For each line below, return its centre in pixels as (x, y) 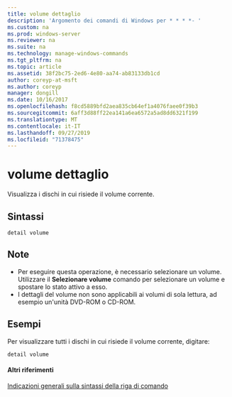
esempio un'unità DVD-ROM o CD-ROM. (77, 302)
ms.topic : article (34, 67)
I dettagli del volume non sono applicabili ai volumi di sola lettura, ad (117, 294)
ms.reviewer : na (31, 40)
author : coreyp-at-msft (43, 80)
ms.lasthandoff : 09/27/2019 (49, 133)
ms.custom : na (28, 27)
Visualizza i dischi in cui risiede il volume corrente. (81, 194)
